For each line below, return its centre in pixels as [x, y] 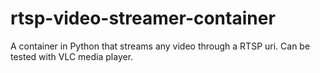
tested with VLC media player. [72, 56]
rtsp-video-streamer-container [143, 18]
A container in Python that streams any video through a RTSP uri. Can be [160, 46]
